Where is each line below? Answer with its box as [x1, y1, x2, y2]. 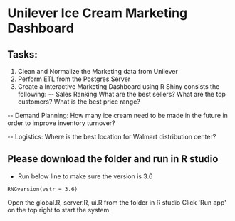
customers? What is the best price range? [17, 97, 141, 106]
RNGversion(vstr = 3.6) [7, 185, 78, 193]
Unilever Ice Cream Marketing [7, 5, 188, 21]
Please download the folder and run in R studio [7, 153, 219, 165]
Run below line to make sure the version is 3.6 [17, 172, 153, 180]
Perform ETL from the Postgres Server [17, 75, 131, 83]
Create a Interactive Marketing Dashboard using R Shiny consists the [17, 82, 220, 90]
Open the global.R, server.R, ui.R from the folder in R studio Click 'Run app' [7, 198, 226, 207]
